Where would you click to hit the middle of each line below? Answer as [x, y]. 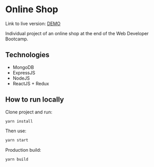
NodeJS [21, 78]
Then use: [16, 131]
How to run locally [35, 100]
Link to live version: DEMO [33, 23]
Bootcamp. [17, 39]
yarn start [17, 140]
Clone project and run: [29, 112]
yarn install [19, 121]
